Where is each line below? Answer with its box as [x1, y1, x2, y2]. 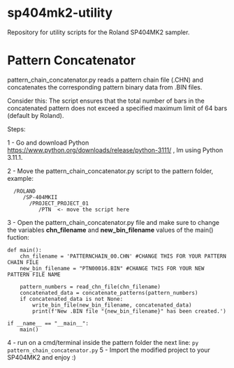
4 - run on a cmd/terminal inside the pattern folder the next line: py [7, 338, 199, 346]
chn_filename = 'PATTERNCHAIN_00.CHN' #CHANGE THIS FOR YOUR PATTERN [20, 253, 227, 260]
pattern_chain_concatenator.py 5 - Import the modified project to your [7, 346, 211, 354]
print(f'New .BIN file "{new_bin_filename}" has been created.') [32, 307, 227, 315]
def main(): [7, 246, 42, 253]
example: [7, 174, 34, 182]
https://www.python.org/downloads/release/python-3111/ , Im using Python [7, 145, 224, 154]
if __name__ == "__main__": [7, 320, 89, 327]
